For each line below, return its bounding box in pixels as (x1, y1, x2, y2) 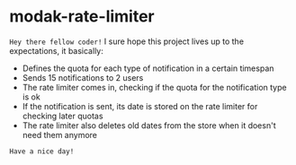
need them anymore (22, 129, 97, 140)
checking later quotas (22, 110, 103, 121)
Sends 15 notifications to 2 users (22, 72, 144, 82)
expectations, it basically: (9, 45, 103, 56)
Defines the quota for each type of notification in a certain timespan (22, 63, 274, 74)
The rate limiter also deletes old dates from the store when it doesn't (22, 119, 276, 131)
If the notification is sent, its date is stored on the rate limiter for (22, 100, 258, 111)
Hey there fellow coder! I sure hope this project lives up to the (9, 36, 245, 47)
